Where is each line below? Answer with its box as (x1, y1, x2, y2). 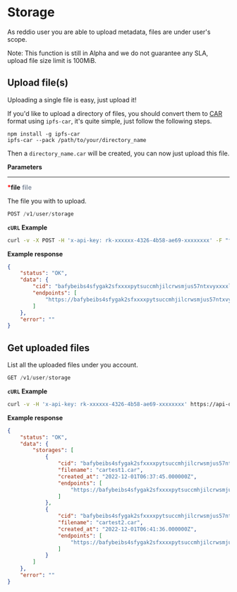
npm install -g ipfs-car (7, 130, 80, 138)
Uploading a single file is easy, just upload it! (7, 95, 137, 104)
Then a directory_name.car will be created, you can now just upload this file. (7, 149, 230, 158)
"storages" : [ (32, 446, 74, 454)
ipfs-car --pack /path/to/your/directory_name (7, 136, 147, 143)
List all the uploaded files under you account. (7, 361, 139, 369)
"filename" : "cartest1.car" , (57, 467, 143, 474)
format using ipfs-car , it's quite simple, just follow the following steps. (7, 117, 212, 125)
